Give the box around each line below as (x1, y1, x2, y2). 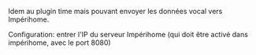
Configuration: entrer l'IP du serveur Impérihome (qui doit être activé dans (8, 30, 248, 39)
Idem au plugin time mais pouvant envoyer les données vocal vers (8, 7, 223, 15)
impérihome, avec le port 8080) (8, 38, 112, 47)
